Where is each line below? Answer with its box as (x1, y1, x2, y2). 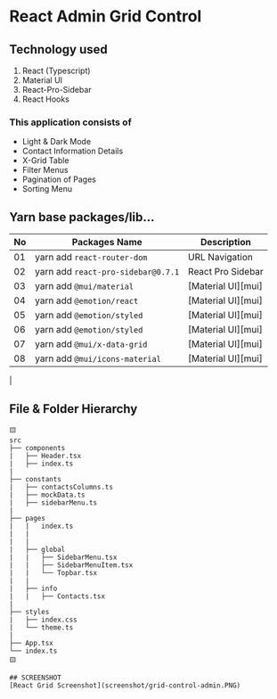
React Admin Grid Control (9, 6, 202, 27)
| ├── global (9, 545, 66, 554)
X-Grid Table (21, 155, 69, 166)
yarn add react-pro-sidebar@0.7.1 (35, 266, 180, 278)
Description (200, 236, 251, 249)
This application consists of (9, 116, 132, 128)
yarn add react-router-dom (35, 251, 148, 264)
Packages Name (71, 236, 143, 249)
